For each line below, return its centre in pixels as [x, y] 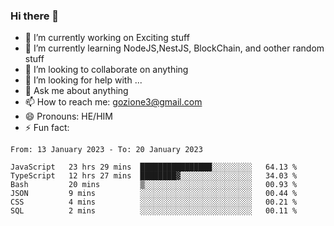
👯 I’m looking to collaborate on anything [106, 70]
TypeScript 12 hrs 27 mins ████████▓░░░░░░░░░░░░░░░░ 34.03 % [154, 176]
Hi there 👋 [35, 16]
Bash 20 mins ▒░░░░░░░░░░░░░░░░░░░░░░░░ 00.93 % [154, 185]
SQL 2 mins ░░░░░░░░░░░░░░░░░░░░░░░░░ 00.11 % [154, 211]
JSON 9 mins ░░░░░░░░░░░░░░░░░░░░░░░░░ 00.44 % [154, 194]
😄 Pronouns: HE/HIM [68, 116]
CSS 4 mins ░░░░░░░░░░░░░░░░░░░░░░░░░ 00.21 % [154, 202]
